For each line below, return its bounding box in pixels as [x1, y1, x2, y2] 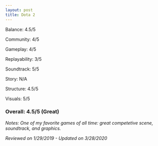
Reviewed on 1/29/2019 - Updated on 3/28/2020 [5, 135, 108, 141]
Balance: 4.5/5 [5, 26, 36, 32]
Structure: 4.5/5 [5, 85, 39, 92]
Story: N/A [5, 76, 28, 82]
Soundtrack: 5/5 [5, 66, 39, 72]
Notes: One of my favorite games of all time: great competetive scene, [5, 119, 153, 126]
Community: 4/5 [5, 36, 40, 42]
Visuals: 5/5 [5, 95, 30, 102]
